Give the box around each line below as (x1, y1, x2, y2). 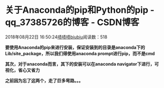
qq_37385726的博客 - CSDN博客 (5, 17, 140, 28)
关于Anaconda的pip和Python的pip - (5, 4, 155, 16)
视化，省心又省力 (5, 67, 40, 73)
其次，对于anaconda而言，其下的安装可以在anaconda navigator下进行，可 (5, 61, 159, 67)
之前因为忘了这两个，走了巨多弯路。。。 (5, 77, 83, 84)
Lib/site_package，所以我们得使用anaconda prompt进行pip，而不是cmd (5, 50, 155, 57)
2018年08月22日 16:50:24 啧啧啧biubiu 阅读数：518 (5, 34, 108, 40)
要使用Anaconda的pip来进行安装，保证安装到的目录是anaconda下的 (5, 44, 145, 50)
